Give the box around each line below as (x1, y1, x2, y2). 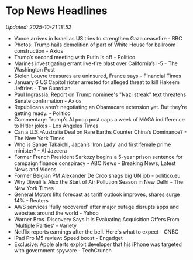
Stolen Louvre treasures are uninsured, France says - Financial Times (13, 72, 182, 79)
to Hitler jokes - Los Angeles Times (13, 122, 99, 129)
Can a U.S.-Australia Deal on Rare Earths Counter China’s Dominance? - (13, 128, 187, 136)
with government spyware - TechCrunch (13, 247, 112, 254)
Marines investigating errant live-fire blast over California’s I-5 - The (13, 60, 178, 67)
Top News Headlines (5, 4, 108, 18)
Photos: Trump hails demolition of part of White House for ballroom (13, 41, 176, 48)
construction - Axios (13, 47, 64, 54)
